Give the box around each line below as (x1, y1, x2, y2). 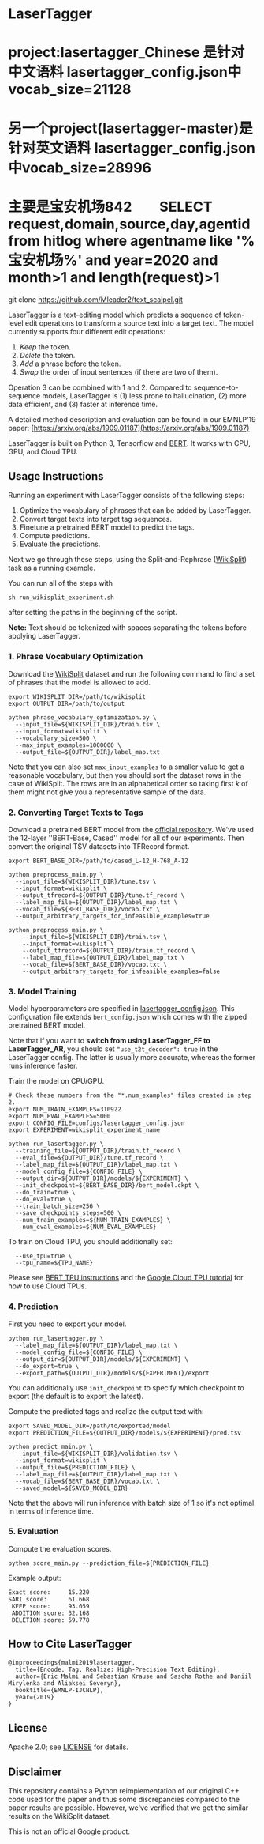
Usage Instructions (8, 469, 104, 483)
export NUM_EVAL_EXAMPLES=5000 (8, 1112, 111, 1121)
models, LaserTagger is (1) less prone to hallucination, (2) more (42, 390, 247, 400)
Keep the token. (19, 341, 71, 352)
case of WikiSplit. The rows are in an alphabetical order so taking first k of (8, 779, 248, 788)
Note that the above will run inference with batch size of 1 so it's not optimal (8, 1498, 255, 1507)
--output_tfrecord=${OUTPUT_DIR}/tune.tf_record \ (15, 891, 185, 899)
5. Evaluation (8, 1526, 59, 1537)
